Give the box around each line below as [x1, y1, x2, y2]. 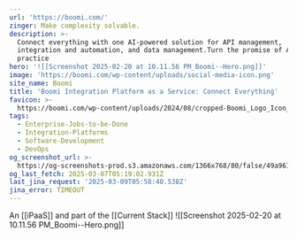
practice [17, 54, 49, 63]
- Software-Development [17, 136, 104, 145]
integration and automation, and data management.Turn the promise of [17, 46, 283, 55]
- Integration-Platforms [17, 128, 109, 137]
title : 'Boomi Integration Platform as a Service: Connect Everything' [9, 87, 278, 96]
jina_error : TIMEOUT [9, 186, 86, 195]
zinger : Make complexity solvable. [9, 21, 141, 30]
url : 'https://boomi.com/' [9, 12, 109, 22]
